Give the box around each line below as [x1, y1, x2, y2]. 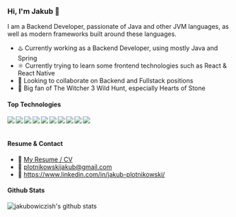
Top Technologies [7, 100, 61, 108]
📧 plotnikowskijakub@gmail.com [17, 162, 112, 171]
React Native [17, 69, 55, 77]
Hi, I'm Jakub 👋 [7, 6, 60, 16]
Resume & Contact [7, 139, 64, 148]
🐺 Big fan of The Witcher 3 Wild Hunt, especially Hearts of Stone [17, 84, 206, 92]
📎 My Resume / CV [17, 155, 73, 163]
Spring [17, 54, 37, 63]
